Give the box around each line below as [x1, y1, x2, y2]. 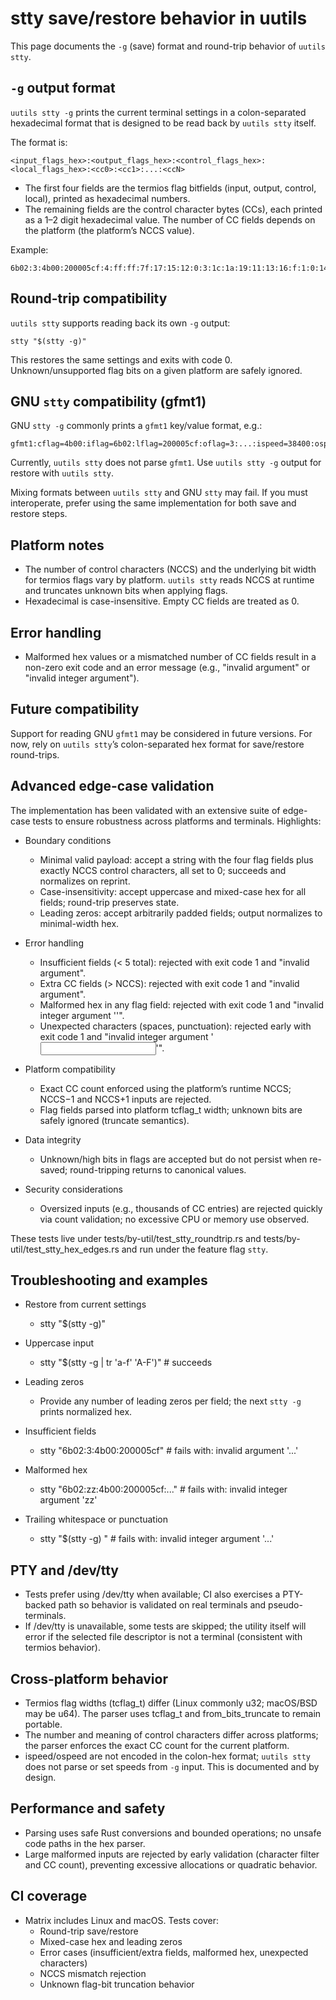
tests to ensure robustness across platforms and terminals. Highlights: [32, 815, 322, 827]
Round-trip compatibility [10, 290, 168, 307]
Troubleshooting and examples [10, 1272, 208, 1289]
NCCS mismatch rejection [39, 1967, 147, 1979]
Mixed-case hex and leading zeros [39, 1935, 183, 1947]
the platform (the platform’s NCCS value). [24, 224, 195, 236]
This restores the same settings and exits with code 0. [10, 353, 233, 366]
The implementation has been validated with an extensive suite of [10, 804, 281, 816]
